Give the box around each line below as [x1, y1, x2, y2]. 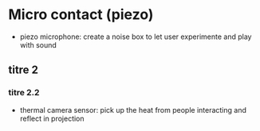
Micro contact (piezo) [8, 6, 154, 24]
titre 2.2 [8, 87, 40, 98]
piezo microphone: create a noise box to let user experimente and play [19, 32, 252, 41]
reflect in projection [19, 114, 85, 123]
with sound [19, 40, 57, 49]
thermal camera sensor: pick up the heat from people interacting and [19, 105, 247, 114]
